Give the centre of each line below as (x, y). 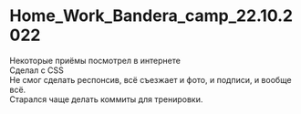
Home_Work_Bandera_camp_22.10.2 (151, 16)
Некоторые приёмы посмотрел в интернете (95, 60)
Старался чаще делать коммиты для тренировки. (106, 99)
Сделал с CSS (36, 70)
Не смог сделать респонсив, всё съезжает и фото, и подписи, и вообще (150, 79)
